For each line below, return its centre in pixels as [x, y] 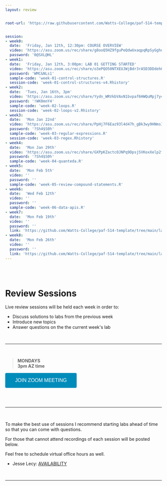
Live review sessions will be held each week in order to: [62, 307]
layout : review [21, 10]
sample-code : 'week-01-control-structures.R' [58, 78]
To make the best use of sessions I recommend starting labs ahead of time [82, 424]
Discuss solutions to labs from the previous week [63, 317]
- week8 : [14, 235]
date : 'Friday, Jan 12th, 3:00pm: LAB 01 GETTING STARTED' [73, 64]
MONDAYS [29, 361]
